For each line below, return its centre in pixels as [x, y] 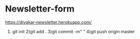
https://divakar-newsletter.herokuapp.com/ [48, 22]
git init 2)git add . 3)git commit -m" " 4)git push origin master [73, 31]
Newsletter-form [40, 9]
